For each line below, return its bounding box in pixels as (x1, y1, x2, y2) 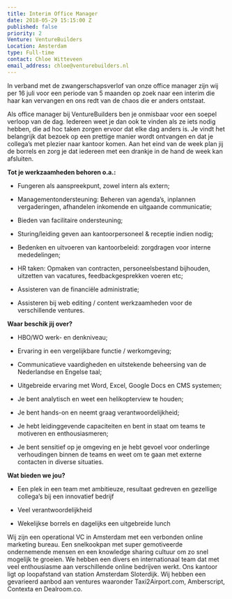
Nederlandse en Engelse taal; (17, 368, 102, 376)
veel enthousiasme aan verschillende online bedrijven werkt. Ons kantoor (7, 562, 218, 570)
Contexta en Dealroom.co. (7, 584, 83, 593)
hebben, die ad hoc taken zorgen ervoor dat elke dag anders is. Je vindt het (7, 124, 225, 133)
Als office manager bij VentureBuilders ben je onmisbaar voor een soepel (7, 110, 217, 118)
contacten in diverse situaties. (17, 457, 104, 466)
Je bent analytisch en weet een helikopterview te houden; (17, 394, 184, 403)
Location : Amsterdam (7, 43, 68, 50)
